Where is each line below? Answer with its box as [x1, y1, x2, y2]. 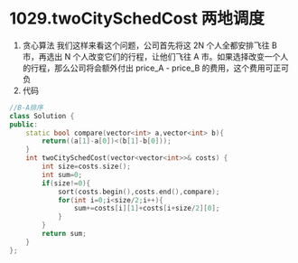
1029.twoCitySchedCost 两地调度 [9, 8, 265, 29]
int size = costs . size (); [42, 162, 131, 172]
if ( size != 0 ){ [42, 178, 91, 188]
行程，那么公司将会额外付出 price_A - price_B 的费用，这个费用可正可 [30, 62, 290, 73]
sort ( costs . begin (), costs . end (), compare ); [57, 187, 220, 196]
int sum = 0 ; [42, 170, 83, 179]
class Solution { [9, 111, 75, 120]
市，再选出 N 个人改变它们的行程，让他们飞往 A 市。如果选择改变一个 [22, 51, 281, 61]
